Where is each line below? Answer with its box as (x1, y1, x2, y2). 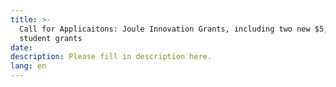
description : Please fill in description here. (10, 52, 213, 62)
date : (10, 42, 33, 53)
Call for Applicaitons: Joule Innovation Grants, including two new (19, 24, 311, 34)
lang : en (10, 61, 47, 71)
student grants (19, 33, 83, 43)
